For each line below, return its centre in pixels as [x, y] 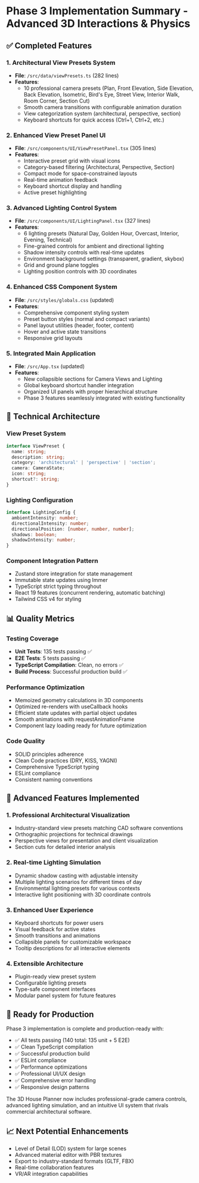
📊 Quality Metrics [41, 619]
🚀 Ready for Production [50, 1014]
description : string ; [38, 457]
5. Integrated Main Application [51, 353]
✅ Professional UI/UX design [50, 1074]
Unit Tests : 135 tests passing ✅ [53, 652]
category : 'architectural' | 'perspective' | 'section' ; [84, 463]
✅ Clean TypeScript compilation [54, 1047]
